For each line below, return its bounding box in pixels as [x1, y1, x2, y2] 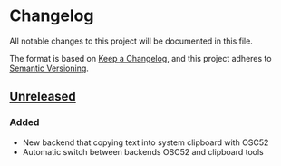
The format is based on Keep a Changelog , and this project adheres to [9, 53, 272, 63]
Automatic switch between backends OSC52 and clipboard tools [22, 146, 265, 157]
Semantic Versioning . [9, 63, 89, 73]
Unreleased [9, 89, 77, 104]
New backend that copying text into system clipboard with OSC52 [22, 137, 269, 148]
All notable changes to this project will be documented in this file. [9, 35, 254, 46]
